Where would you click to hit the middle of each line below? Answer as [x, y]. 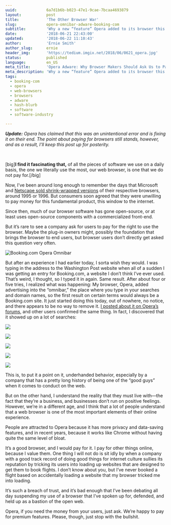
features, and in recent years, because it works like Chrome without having [84, 432]
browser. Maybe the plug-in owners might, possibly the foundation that [80, 232]
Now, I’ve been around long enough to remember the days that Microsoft [82, 185]
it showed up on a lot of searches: [41, 317]
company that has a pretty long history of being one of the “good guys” [80, 380]
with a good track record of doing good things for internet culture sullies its [84, 459]
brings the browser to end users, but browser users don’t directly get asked [84, 237]
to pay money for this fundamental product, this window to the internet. [80, 201]
